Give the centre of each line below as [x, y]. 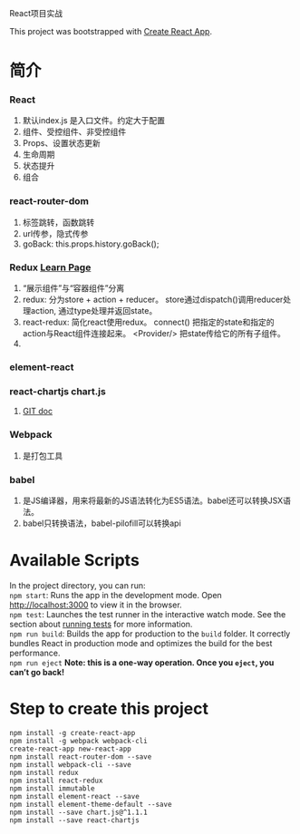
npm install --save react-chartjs [75, 820]
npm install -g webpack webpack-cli [78, 741]
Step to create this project [109, 709]
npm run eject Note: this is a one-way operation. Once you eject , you [142, 662]
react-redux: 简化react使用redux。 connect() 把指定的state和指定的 [148, 322]
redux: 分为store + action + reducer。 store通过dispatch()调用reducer [153, 300]
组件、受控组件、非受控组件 [74, 132]
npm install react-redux [56, 781]
